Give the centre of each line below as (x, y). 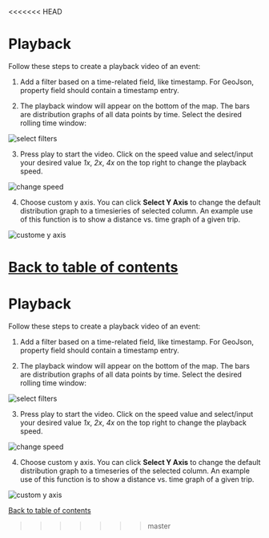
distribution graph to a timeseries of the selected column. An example (135, 471)
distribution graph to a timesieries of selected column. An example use (137, 210)
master (159, 526)
